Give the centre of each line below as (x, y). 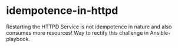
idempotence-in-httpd (62, 11)
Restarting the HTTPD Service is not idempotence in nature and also (89, 27)
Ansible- (160, 32)
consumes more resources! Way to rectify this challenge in (78, 32)
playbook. (18, 39)
